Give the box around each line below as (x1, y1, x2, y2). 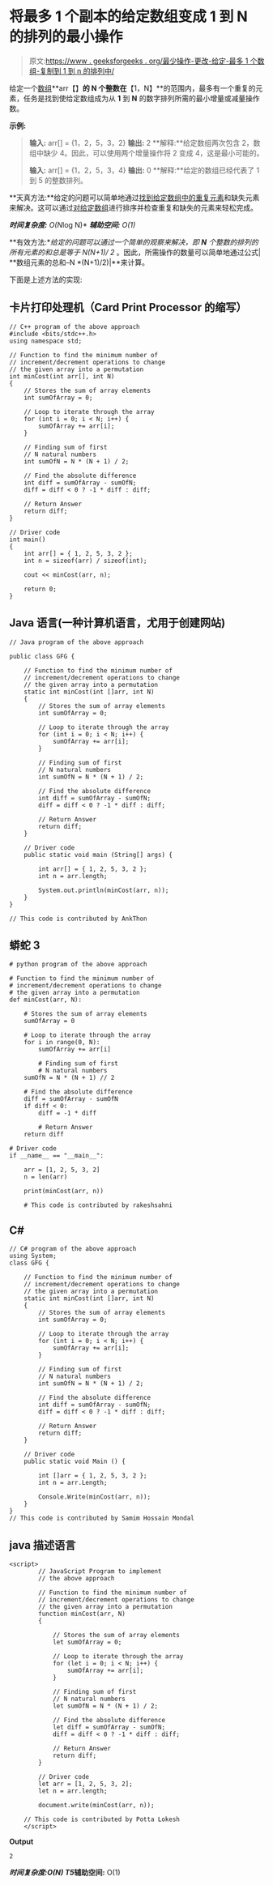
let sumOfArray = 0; (52, 1638, 122, 1646)
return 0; (23, 585, 58, 593)
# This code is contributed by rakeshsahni (23, 1201, 173, 1209)
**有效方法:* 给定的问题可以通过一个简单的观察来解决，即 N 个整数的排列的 (9, 237, 258, 247)
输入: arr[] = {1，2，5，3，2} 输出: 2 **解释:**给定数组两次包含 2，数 (28, 138, 261, 147)
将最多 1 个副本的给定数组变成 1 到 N (9, 7, 248, 26)
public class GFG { (9, 652, 75, 660)
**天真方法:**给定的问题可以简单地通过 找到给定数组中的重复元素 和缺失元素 (9, 192, 260, 203)
